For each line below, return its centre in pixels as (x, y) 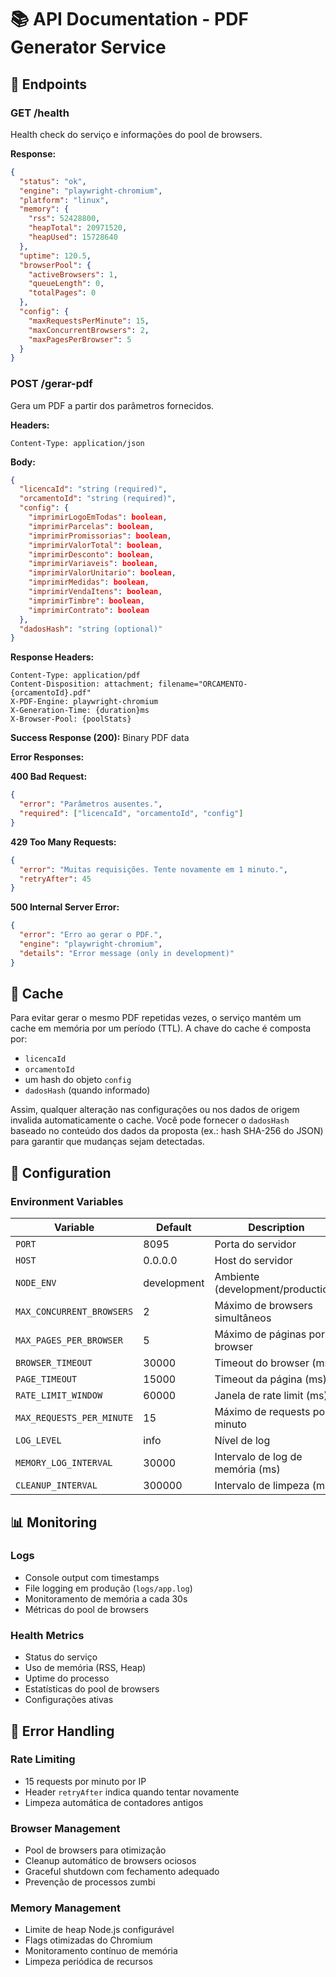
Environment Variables (67, 1201)
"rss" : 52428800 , (64, 219)
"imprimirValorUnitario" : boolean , (102, 573)
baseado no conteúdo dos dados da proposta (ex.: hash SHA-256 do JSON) (167, 1131)
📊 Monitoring (54, 1522)
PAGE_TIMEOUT (46, 1379)
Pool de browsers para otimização (95, 1850)
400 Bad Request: (49, 777)
